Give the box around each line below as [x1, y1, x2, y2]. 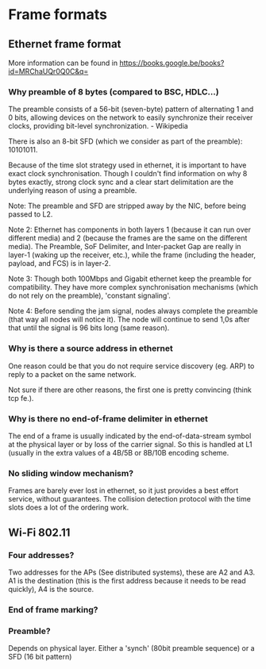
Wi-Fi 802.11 [8, 525, 71, 539]
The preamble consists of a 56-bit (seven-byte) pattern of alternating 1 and [8, 105, 254, 114]
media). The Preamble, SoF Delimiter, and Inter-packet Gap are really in [8, 242, 241, 252]
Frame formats [8, 6, 107, 24]
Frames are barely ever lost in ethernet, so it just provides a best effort [8, 486, 239, 495]
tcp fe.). [8, 393, 34, 402]
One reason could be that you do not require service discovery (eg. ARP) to [8, 361, 255, 371]
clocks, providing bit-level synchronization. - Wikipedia [8, 121, 188, 131]
